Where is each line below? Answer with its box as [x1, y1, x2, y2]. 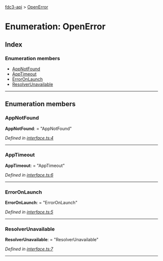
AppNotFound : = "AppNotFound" [5, 126, 72, 131]
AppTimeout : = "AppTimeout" [5, 163, 65, 168]
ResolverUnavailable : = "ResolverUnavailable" [5, 237, 98, 243]
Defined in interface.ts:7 [5, 246, 53, 252]
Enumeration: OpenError [5, 21, 106, 32]
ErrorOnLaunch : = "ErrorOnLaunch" [5, 200, 78, 206]
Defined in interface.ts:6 [5, 172, 53, 178]
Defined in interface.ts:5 [5, 209, 53, 215]
